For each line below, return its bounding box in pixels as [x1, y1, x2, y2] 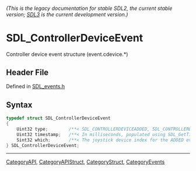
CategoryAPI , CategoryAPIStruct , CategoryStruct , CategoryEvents [6, 158, 165, 166]
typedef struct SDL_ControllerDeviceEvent [6, 116, 111, 121]
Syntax [6, 100, 33, 110]
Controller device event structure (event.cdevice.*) [6, 50, 128, 58]
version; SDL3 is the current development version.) [6, 11, 128, 18]
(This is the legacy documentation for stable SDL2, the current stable [6, 5, 173, 12]
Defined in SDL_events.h [6, 83, 65, 90]
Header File [6, 67, 49, 77]
